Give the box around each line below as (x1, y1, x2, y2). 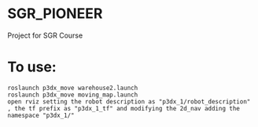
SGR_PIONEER (7, 5, 103, 23)
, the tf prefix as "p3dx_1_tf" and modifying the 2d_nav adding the (7, 104, 241, 112)
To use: (7, 58, 57, 76)
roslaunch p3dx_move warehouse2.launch (7, 84, 138, 92)
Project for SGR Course (7, 31, 83, 40)
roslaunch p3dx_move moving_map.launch (7, 91, 138, 99)
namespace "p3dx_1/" (7, 111, 76, 119)
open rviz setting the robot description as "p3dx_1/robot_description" (7, 97, 251, 106)
